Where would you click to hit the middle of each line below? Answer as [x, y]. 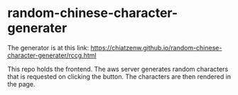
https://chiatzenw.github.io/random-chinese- [156, 47]
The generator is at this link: [48, 47]
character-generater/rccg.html [52, 55]
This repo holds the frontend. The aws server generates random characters [118, 69]
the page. [21, 84]
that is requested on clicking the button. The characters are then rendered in [119, 77]
